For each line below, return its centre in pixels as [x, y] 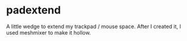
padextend [34, 10]
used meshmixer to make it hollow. [49, 32]
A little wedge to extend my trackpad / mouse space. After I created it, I [94, 26]
